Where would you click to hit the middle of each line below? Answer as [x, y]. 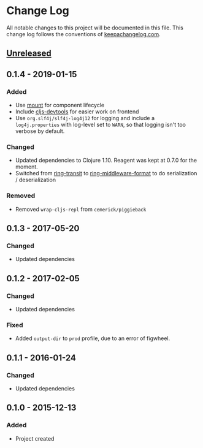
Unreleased [29, 54]
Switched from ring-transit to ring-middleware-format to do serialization [106, 173]
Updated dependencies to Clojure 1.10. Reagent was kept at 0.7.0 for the [106, 161]
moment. [26, 167]
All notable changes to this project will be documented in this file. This [95, 28]
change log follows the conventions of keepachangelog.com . [83, 34]
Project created [35, 438]
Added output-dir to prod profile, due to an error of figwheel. [93, 338]
